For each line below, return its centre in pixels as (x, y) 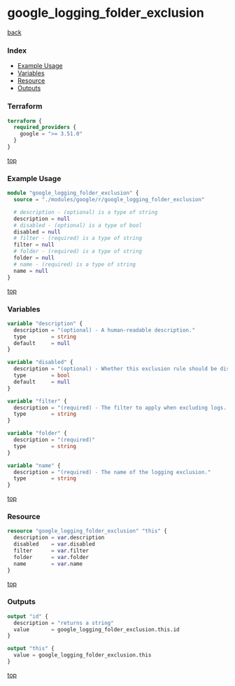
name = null (31, 271)
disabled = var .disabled (55, 544)
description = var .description (59, 538)
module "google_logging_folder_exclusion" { (73, 193)
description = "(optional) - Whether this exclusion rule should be (115, 369)
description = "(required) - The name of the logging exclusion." (112, 472)
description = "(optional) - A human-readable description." (105, 330)
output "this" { (31, 649)
